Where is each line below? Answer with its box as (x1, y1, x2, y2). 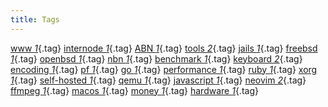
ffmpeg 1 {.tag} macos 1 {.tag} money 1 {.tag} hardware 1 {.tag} (10, 84, 259, 96)
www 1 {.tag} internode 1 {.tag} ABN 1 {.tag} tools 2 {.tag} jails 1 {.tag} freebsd (10, 42, 318, 54)
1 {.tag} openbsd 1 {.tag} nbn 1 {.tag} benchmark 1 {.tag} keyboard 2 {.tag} (10, 52, 303, 65)
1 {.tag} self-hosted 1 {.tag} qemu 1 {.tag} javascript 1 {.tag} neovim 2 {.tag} (10, 74, 307, 86)
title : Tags (10, 14, 60, 25)
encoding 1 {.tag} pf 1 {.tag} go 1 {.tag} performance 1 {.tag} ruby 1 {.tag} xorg (10, 63, 318, 75)
